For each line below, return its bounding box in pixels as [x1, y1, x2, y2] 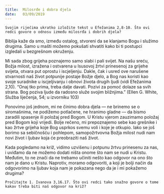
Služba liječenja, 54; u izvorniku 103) [5, 94, 79, 100]
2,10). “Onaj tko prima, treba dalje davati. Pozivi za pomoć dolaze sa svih [5, 84, 151, 89]
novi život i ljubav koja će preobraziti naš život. [5, 135, 99, 141]
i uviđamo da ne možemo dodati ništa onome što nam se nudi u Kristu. [5, 150, 147, 155]
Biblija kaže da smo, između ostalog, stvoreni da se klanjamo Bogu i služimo [5, 38, 159, 44]
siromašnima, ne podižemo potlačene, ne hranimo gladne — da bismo [5, 108, 146, 115]
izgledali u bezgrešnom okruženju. [5, 48, 74, 54]
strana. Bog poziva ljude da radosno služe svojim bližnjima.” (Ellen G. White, [5, 89, 158, 95]
